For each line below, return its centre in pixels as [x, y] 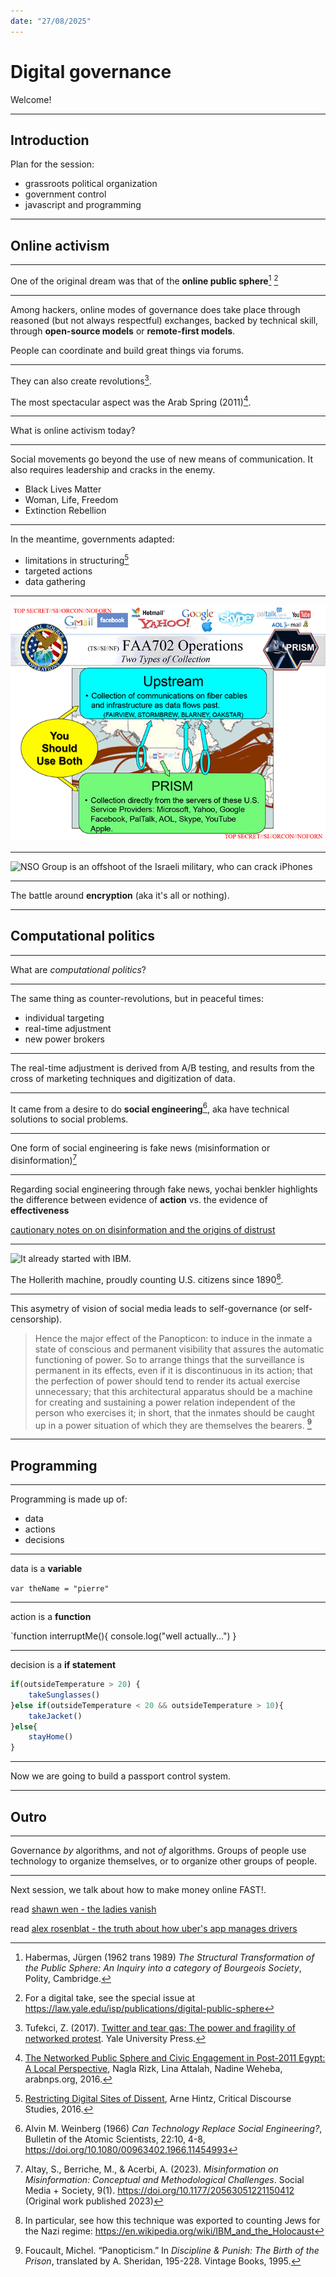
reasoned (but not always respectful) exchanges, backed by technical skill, [164, 320]
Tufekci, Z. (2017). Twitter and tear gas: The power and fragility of [160, 2028]
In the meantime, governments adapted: [92, 539]
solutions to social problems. [69, 1119]
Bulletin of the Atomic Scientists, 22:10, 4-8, [115, 2139]
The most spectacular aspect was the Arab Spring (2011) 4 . [131, 401]
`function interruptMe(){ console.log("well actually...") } [123, 1636]
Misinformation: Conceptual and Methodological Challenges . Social [164, 2179]
